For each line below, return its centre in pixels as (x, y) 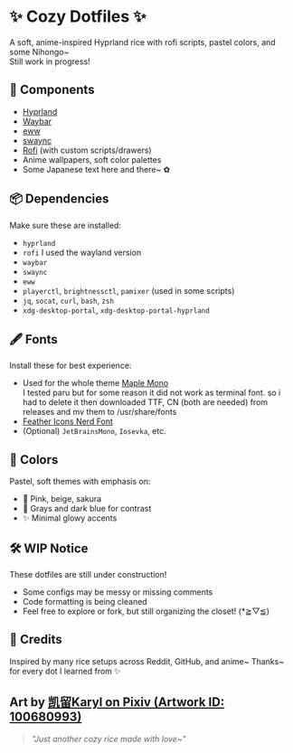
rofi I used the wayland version (82, 252)
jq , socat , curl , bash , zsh (68, 300)
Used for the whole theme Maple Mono (95, 383)
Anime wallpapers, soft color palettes (92, 159)
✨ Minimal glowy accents (70, 518)
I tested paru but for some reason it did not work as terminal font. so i (151, 393)
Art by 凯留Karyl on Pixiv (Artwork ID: (117, 702)
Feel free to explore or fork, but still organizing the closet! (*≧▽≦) (146, 611)
